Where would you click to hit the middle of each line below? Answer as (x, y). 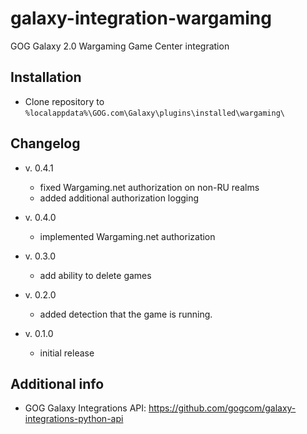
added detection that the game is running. (126, 314)
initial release (67, 353)
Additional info (57, 383)
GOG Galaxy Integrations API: (85, 408)
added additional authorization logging (119, 198)
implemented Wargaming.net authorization (127, 236)
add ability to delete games (95, 275)
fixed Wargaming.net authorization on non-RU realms (149, 187)
